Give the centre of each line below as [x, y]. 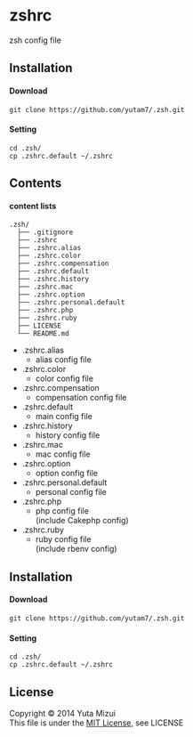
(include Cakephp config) [82, 521]
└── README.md [43, 334]
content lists [33, 206]
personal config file [71, 492]
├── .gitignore [45, 232]
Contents [36, 183]
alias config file [63, 360]
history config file [68, 435]
